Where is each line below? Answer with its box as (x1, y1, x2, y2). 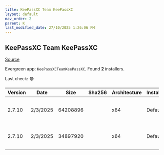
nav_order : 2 (5, 16, 32, 21)
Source (5, 56, 20, 62)
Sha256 (88, 89, 107, 96)
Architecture (111, 89, 142, 96)
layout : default (5, 12, 38, 17)
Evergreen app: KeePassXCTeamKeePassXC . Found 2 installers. (5, 66, 124, 71)
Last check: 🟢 (5, 75, 34, 81)
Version (7, 89, 26, 96)
